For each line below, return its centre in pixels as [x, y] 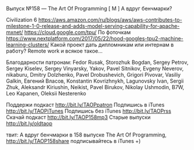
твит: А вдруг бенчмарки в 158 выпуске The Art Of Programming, [86, 135]
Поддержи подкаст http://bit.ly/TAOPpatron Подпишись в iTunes [85, 105]
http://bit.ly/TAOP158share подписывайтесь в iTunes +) [74, 141]
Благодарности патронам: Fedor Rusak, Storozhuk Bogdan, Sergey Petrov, [97, 62]
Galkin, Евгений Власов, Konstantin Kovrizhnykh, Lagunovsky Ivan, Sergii [95, 81]
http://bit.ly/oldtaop [29, 123]
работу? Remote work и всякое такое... [54, 51]
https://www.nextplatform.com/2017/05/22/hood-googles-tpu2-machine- [95, 38]
